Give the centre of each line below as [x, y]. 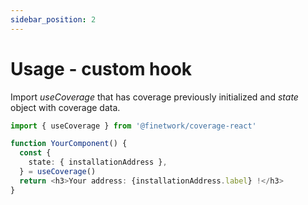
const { [35, 153]
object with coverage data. [65, 107]
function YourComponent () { [69, 144]
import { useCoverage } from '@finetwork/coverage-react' [133, 126]
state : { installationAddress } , [98, 162]
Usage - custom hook [101, 68]
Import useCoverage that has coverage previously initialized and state [154, 97]
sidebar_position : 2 [53, 19]
